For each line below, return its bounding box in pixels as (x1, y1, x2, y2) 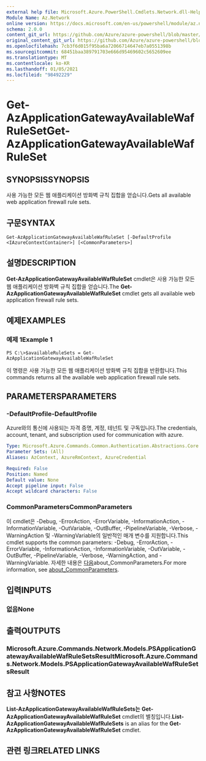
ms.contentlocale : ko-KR (6, 60, 70, 66)
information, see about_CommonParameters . (6, 566, 120, 573)
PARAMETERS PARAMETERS (6, 391, 117, 401)
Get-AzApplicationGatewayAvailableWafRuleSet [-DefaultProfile (6, 234, 172, 241)
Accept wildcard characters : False (6, 488, 97, 494)
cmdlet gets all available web (121, 289, 195, 297)
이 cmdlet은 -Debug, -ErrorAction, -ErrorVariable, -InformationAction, (6, 517, 181, 524)
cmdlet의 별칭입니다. (121, 713, 173, 720)
